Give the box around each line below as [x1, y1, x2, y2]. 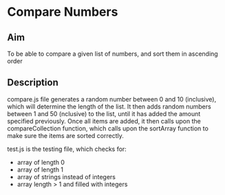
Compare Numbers [7, 4, 118, 20]
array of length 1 [17, 165, 64, 174]
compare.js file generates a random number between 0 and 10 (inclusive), [7, 95, 217, 103]
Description [7, 77, 58, 89]
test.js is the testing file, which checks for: [7, 145, 127, 153]
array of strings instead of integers [17, 172, 116, 181]
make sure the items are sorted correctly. [7, 131, 124, 139]
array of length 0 [17, 158, 65, 166]
